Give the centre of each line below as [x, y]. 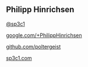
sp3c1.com [19, 58]
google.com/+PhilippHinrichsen [44, 35]
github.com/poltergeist [34, 46]
